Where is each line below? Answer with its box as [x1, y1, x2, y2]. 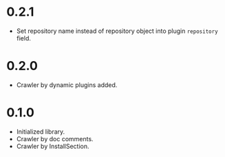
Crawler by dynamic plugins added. [16, 80, 118, 89]
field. [16, 34, 32, 42]
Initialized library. [16, 128, 65, 136]
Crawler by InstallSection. [16, 142, 90, 150]
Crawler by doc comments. [16, 134, 94, 143]
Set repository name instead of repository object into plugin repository [16, 27, 218, 35]
